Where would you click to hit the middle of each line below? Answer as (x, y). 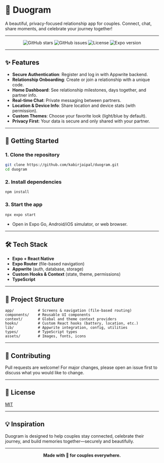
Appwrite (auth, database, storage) (48, 269)
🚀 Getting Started (32, 141)
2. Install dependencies (33, 182)
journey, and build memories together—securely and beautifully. (70, 441)
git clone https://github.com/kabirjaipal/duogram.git (62, 165)
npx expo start (20, 215)
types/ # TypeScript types (41, 332)
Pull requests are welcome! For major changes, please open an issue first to (81, 367)
